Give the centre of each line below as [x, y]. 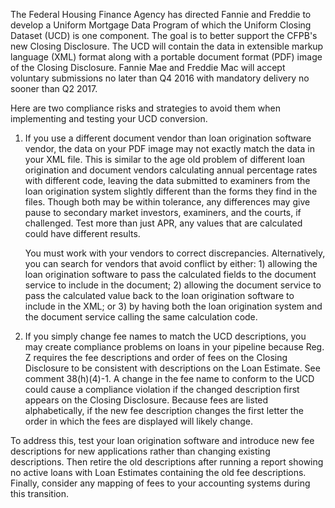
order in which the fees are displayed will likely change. [139, 421]
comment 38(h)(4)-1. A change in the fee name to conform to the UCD [169, 378]
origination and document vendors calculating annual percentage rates [171, 170]
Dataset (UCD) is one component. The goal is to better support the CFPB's [164, 35]
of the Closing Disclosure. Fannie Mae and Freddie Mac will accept [148, 67]
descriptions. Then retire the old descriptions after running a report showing [167, 462]
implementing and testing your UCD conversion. [109, 118]
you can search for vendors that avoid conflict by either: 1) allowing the [171, 263]
